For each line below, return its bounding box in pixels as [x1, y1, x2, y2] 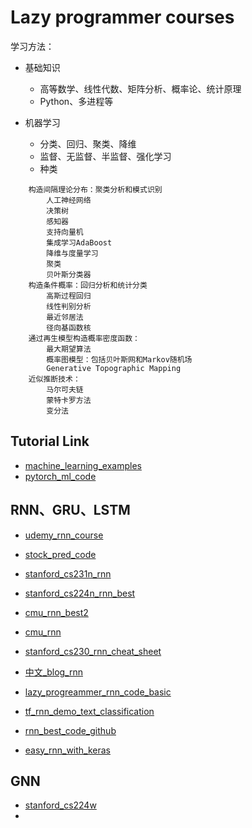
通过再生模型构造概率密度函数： [28, 333, 141, 343]
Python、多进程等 [39, 95, 114, 107]
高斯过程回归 [46, 291, 92, 301]
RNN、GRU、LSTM [10, 502, 131, 519]
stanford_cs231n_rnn [24, 567, 112, 580]
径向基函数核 [46, 322, 92, 333]
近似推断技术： [28, 374, 81, 384]
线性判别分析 [46, 301, 92, 311]
